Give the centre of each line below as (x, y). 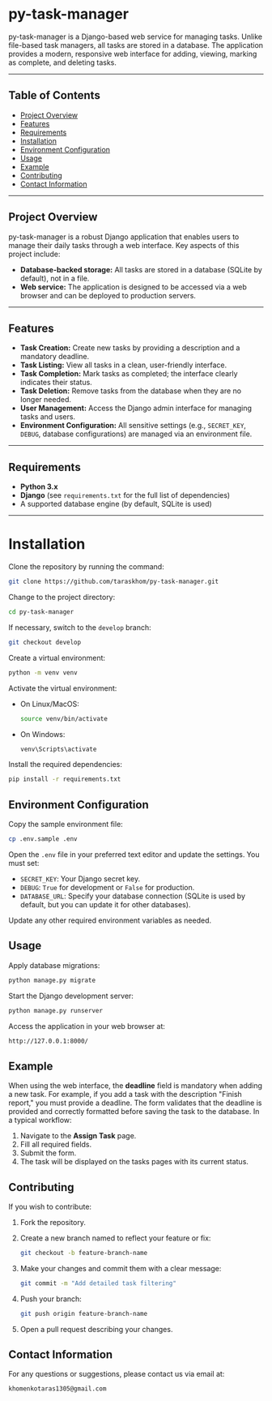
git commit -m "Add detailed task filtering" (98, 1283)
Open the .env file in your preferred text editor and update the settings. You (134, 854)
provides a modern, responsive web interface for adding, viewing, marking (133, 54)
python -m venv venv (43, 673)
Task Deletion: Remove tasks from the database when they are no (131, 391)
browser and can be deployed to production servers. (108, 295)
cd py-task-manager (41, 612)
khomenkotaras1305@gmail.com (57, 1389)
